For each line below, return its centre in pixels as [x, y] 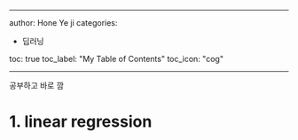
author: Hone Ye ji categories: [63, 23]
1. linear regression [81, 122]
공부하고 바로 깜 [37, 86]
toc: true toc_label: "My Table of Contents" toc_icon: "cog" [117, 59]
